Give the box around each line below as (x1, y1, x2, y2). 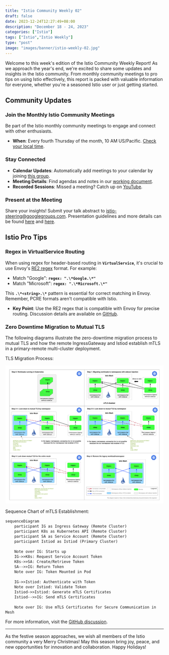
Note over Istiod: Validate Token (14, 584, 87, 589)
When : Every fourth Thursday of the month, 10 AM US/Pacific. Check (12, 138, 157, 144)
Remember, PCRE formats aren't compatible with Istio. (5, 295, 118, 301)
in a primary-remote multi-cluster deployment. (5, 345, 101, 352)
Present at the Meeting (5, 196, 62, 203)
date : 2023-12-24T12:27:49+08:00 (5, 19, 75, 24)
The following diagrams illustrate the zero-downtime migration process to (5, 335, 157, 341)
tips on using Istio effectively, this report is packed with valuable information (5, 76, 163, 82)
